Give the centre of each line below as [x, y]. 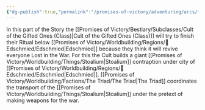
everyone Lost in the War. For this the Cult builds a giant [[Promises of [94, 55]
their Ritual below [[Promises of [46, 42]
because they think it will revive [138, 49]
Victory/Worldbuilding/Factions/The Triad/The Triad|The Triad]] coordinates [102, 81]
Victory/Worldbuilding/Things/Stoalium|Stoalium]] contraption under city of [101, 61]
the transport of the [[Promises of [49, 87]
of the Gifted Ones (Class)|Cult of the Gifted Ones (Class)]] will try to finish [100, 36]
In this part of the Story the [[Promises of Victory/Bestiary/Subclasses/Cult [100, 29]
